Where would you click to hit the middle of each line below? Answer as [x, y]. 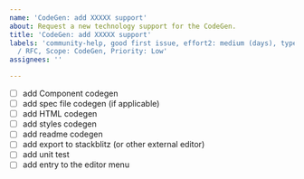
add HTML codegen [60, 114]
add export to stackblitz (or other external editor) [114, 145]
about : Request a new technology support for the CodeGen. [123, 26]
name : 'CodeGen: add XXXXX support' [78, 18]
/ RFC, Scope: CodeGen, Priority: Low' [93, 52]
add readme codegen [63, 134]
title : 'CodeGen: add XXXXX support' [81, 34]
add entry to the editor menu [76, 165]
